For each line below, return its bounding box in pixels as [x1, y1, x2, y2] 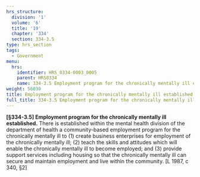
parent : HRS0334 [17, 75, 58, 81]
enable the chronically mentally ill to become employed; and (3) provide [6, 145, 182, 152]
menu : [6, 58, 20, 64]
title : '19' [11, 25, 42, 31]
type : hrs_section [6, 42, 52, 48]
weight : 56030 [6, 86, 42, 92]
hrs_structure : [6, 8, 44, 15]
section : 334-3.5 [11, 36, 55, 42]
